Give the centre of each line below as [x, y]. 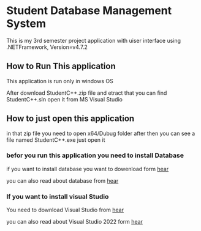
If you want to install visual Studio [58, 196]
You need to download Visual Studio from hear [65, 210]
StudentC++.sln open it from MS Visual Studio [64, 99]
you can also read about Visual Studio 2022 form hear [74, 222]
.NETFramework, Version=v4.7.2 [47, 47]
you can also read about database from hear [63, 180]
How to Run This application [61, 66]
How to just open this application [70, 119]
